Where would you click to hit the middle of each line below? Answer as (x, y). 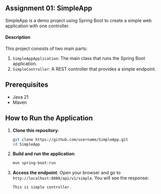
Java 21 (20, 97)
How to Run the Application (49, 118)
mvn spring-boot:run (34, 163)
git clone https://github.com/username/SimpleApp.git (70, 140)
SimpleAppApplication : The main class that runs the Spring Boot (79, 58)
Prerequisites (27, 85)
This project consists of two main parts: (46, 49)
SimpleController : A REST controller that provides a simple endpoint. (84, 69)
